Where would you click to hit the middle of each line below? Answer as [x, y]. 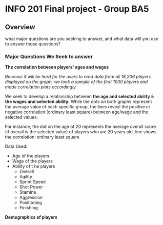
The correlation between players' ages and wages [57, 67]
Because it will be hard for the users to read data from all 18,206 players [78, 77]
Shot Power [31, 187]
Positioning [31, 203]
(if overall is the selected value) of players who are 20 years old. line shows [81, 132]
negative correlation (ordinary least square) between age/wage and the [77, 112]
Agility [26, 177]
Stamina [28, 192]
